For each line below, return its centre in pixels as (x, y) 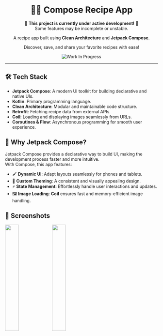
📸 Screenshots (28, 216)
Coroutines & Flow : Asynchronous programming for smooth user (77, 122)
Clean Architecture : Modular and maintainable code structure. (74, 107)
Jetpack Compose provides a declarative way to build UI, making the (74, 154)
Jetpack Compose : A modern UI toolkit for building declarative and (79, 91)
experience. (24, 127)
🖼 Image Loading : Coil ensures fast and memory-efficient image (77, 194)
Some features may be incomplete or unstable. (81, 28)
